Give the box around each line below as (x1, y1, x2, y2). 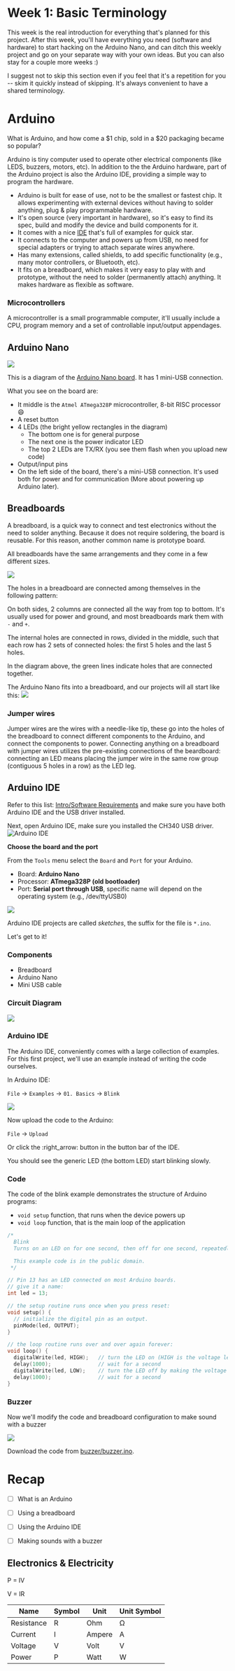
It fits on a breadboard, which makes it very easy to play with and (17, 265, 206, 274)
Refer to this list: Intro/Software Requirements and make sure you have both (7, 800, 226, 809)
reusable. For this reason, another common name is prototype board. (7, 536, 206, 544)
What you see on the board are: (7, 387, 99, 395)
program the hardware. (7, 177, 74, 186)
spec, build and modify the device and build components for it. (17, 221, 199, 229)
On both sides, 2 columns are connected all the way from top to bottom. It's (7, 605, 225, 613)
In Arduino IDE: (7, 1075, 50, 1084)
